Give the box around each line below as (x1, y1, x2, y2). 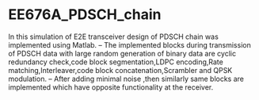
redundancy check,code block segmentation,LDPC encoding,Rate (8, 57, 223, 67)
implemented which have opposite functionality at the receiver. (8, 82, 214, 92)
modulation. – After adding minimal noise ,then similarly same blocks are (8, 74, 244, 83)
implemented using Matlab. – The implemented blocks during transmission (8, 40, 251, 49)
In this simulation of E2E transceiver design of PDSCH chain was (8, 32, 219, 41)
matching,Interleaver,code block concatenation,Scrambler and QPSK (8, 65, 233, 75)
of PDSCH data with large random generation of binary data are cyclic (8, 48, 236, 58)
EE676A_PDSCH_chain (8, 6, 162, 24)
